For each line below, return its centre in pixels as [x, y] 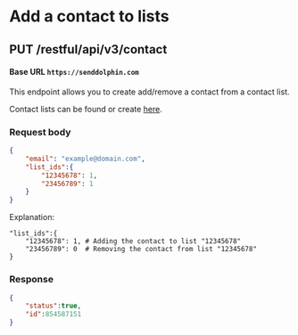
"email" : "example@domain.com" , [85, 159]
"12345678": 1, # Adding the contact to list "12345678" [133, 241]
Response [31, 280]
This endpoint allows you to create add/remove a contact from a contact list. [149, 92]
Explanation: [32, 217]
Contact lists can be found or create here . [86, 109]
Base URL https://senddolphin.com [74, 72]
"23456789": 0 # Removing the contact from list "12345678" [141, 249]
